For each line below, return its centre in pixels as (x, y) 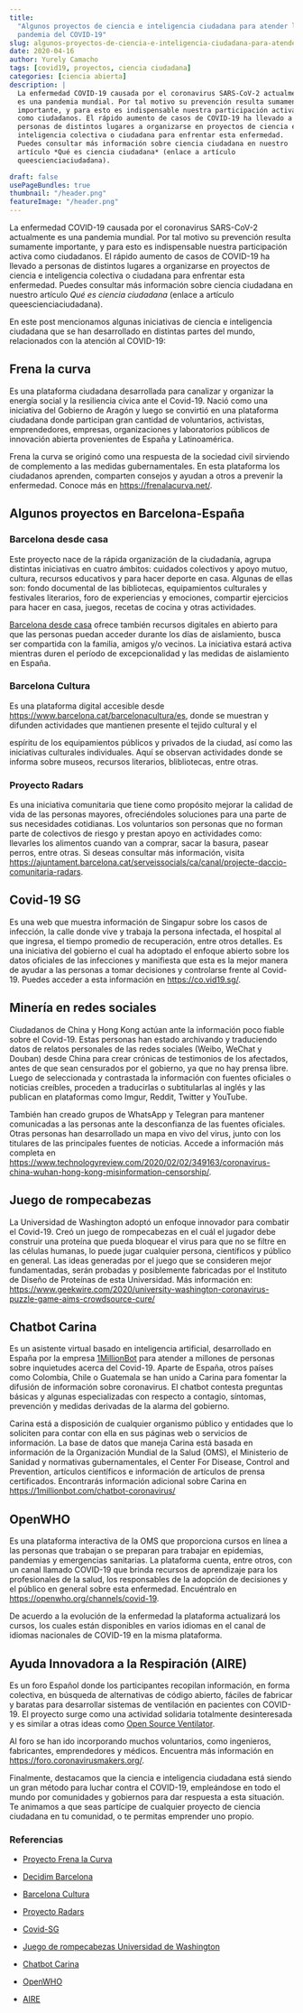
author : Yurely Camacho (54, 60)
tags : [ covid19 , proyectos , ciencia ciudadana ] (101, 69)
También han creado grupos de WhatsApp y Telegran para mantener (137, 1114)
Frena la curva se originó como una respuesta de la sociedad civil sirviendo (150, 456)
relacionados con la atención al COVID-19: (88, 341)
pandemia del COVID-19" (62, 34)
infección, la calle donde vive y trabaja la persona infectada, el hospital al (145, 932)
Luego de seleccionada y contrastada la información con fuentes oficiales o (150, 1077)
